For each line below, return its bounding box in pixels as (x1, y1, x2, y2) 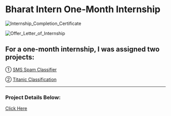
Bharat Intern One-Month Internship (5, 4, 161, 15)
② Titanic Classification (5, 76, 57, 82)
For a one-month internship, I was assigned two (5, 45, 160, 54)
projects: (5, 53, 35, 62)
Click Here (5, 105, 27, 111)
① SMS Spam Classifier (5, 66, 57, 72)
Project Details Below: (5, 94, 61, 101)
